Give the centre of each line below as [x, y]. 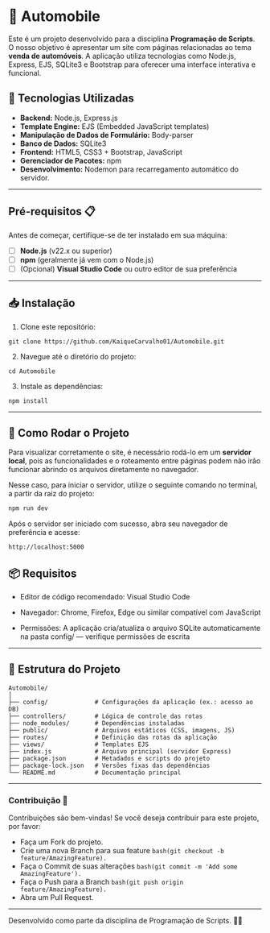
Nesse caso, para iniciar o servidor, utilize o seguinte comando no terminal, [133, 485]
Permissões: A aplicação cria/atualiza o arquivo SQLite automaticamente [140, 628]
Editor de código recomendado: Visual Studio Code [105, 596]
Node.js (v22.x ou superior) [66, 251]
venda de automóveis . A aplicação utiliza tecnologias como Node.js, [122, 56]
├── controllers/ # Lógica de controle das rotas [106, 716]
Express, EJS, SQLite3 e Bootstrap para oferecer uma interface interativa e [132, 64]
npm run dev [28, 508]
